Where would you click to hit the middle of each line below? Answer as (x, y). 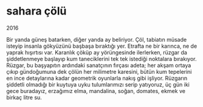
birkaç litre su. (24, 97)
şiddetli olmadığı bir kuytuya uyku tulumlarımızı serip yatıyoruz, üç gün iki (98, 84)
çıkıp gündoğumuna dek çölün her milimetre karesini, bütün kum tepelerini (99, 71)
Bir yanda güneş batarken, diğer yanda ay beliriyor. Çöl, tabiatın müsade (97, 39)
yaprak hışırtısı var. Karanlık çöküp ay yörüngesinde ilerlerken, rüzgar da (97, 52)
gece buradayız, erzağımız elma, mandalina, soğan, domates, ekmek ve (96, 91)
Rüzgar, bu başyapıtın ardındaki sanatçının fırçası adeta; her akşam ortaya (99, 65)
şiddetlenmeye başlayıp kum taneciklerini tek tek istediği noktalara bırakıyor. (101, 59)
